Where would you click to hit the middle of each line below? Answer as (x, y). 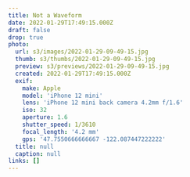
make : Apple (41, 88)
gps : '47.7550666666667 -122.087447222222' (94, 139)
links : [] (24, 161)
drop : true (26, 37)
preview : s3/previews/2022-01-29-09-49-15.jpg (92, 67)
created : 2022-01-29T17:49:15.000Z (73, 74)
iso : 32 (34, 110)
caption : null (38, 154)
